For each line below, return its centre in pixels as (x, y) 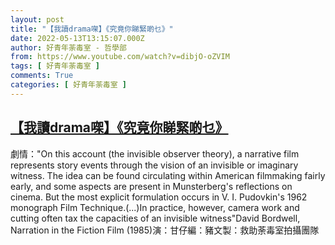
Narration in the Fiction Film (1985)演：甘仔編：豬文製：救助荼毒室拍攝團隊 (165, 230)
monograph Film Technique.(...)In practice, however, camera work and (155, 207)
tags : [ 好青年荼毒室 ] (55, 66)
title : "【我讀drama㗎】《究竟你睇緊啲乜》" (92, 29)
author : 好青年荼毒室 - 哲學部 (68, 47)
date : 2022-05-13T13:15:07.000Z (77, 38)
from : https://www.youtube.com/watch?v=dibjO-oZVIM (120, 57)
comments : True (42, 76)
